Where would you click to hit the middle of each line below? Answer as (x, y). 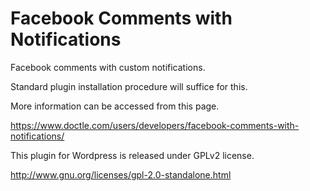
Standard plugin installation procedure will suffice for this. (129, 86)
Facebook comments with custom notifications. (108, 67)
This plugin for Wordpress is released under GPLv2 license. (132, 155)
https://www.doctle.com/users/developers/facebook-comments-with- (155, 125)
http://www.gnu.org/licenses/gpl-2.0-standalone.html (121, 174)
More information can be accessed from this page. (115, 106)
